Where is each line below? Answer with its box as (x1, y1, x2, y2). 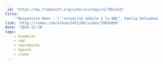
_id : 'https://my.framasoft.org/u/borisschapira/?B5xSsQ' (5, 7, 125, 12)
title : (5, 12, 18, 16)
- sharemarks (14, 43, 40, 48)
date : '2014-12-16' (5, 25, 45, 30)
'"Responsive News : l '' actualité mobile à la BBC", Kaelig (14, 16, 138, 21)
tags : (5, 29, 16, 34)
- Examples (14, 34, 36, 39)
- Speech (14, 47, 32, 52)
